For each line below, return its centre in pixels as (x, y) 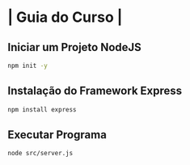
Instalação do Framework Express (95, 91)
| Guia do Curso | (65, 17)
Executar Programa (57, 135)
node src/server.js (40, 154)
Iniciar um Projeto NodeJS (75, 47)
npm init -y (27, 66)
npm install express (42, 109)
